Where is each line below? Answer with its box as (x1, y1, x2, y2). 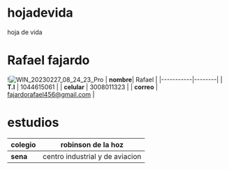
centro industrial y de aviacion (43, 151, 142, 161)
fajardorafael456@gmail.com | (7, 90, 95, 98)
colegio (10, 139, 36, 149)
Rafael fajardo (7, 52, 90, 68)
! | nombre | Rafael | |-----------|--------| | (7, 75, 223, 84)
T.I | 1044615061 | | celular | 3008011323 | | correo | (7, 82, 158, 91)
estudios (7, 115, 59, 130)
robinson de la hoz (60, 139, 124, 149)
